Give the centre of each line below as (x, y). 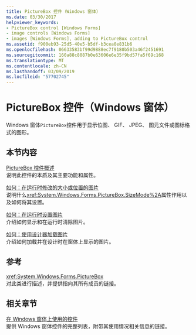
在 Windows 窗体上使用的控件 (42, 319)
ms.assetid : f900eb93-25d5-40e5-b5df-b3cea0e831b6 (69, 45)
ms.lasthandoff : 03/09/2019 (40, 71)
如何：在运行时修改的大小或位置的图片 (52, 187)
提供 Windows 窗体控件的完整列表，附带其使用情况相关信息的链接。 (88, 326)
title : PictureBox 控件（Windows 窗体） (53, 11)
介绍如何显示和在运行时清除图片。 (47, 222)
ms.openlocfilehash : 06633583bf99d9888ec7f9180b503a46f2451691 (85, 50)
